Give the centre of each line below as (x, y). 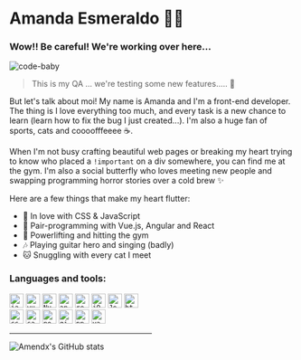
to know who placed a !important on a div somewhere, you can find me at (147, 161)
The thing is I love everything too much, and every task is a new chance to (148, 111)
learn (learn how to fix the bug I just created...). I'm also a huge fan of (139, 120)
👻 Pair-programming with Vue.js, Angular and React (118, 226)
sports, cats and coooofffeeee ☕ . (71, 131)
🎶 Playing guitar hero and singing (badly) (98, 245)
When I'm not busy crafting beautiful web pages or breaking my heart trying (151, 152)
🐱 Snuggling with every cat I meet (87, 255)
